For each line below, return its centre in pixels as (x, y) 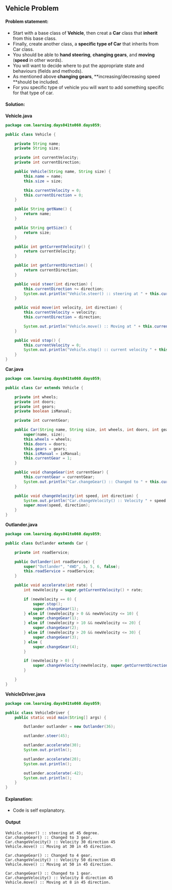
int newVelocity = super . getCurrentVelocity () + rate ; (83, 590)
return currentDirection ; (51, 270)
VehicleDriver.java (25, 694)
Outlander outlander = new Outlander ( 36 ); (70, 727)
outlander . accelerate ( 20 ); (52, 759)
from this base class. (35, 38)
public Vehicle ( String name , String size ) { (63, 172)
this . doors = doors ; (46, 444)
